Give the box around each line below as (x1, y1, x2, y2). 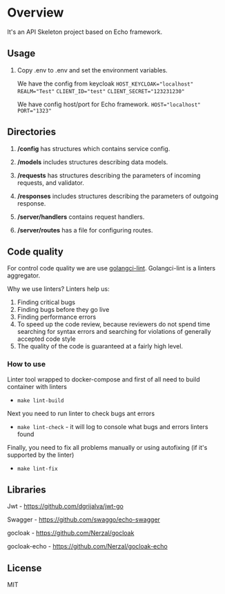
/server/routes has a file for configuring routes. (17, 226, 153, 234)
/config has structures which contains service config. (17, 144, 170, 152)
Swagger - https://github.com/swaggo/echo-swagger (7, 515, 161, 524)
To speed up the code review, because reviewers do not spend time (17, 320, 211, 328)
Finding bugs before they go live (17, 306, 110, 314)
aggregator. (7, 271, 40, 280)
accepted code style (17, 335, 76, 343)
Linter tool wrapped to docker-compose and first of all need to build (7, 375, 200, 384)
